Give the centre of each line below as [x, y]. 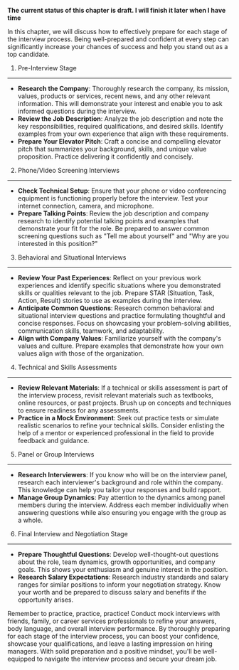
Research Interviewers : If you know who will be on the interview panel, [122, 475]
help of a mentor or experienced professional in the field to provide [116, 433]
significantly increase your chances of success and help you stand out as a [118, 47]
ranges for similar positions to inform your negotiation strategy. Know [119, 585]
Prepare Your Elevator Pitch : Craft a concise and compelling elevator [119, 141]
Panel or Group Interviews [56, 454]
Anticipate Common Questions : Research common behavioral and [116, 308]
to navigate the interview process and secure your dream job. [127, 659]
